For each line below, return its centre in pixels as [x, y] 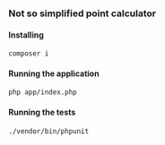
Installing [26, 35]
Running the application [54, 73]
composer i [29, 54]
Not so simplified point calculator [82, 13]
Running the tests [42, 112]
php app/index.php [43, 92]
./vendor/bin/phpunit [49, 131]
